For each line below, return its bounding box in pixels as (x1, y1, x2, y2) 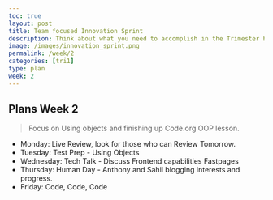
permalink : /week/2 (8, 49, 75, 57)
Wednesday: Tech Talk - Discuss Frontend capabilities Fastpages (19, 156, 240, 166)
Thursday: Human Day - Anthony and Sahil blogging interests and (19, 165, 240, 175)
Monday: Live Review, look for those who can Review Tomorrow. (19, 139, 236, 149)
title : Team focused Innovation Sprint (8, 27, 144, 35)
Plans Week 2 (8, 102, 79, 116)
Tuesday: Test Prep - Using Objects (19, 147, 140, 158)
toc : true (8, 11, 42, 20)
